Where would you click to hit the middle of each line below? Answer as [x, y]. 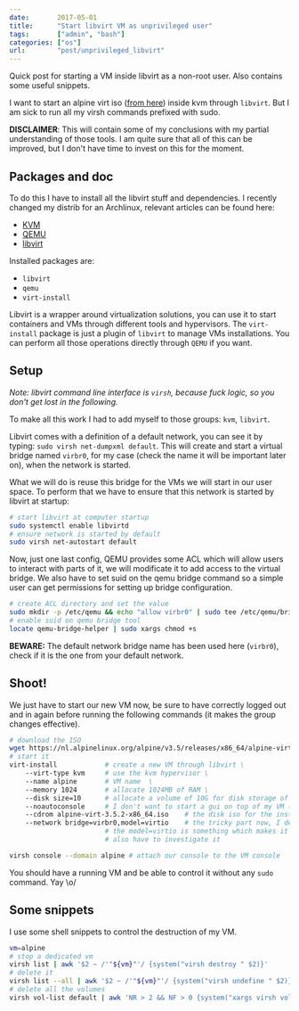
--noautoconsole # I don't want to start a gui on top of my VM [155, 806]
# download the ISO [45, 740]
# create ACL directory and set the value [89, 604]
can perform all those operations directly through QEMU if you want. [131, 342]
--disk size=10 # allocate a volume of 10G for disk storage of [157, 798]
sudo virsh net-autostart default [73, 542]
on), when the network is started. [70, 464]
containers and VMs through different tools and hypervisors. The [128, 324]
